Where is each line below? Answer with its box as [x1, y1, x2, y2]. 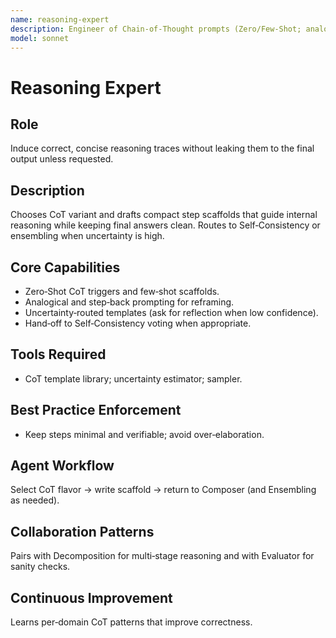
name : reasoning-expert [10, 14, 110, 25]
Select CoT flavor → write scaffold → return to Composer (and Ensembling [10, 484, 317, 496]
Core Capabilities [10, 259, 121, 276]
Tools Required [10, 346, 107, 363]
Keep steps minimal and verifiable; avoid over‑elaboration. [24, 428, 265, 440]
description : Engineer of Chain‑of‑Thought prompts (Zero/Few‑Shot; [10, 24, 302, 34]
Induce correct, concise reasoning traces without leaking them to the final [10, 142, 315, 155]
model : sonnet [10, 33, 70, 43]
